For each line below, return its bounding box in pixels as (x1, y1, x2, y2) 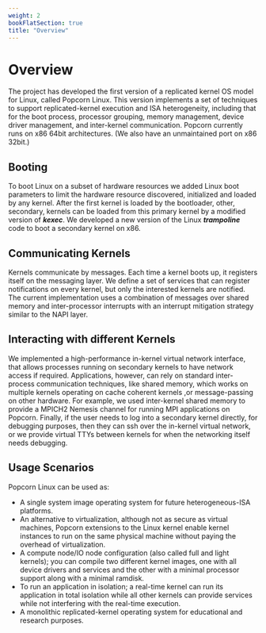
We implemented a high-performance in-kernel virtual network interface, (8, 354, 246, 363)
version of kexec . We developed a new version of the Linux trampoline (8, 215, 241, 224)
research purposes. (19, 616, 85, 625)
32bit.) (8, 137, 30, 147)
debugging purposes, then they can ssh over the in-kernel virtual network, (8, 421, 251, 431)
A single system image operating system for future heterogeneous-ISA (19, 497, 251, 507)
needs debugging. (8, 438, 68, 447)
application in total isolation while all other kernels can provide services (19, 590, 253, 600)
